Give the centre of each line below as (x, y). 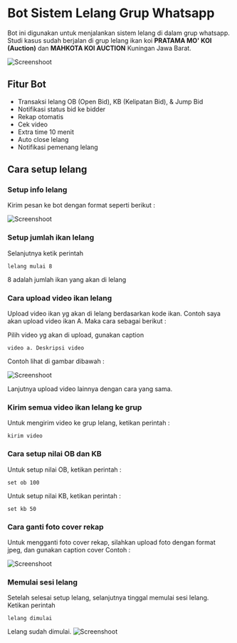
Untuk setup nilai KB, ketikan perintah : (64, 496)
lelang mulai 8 (30, 266)
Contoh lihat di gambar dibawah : (56, 361)
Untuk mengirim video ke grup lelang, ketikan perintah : (89, 423)
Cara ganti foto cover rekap (56, 527)
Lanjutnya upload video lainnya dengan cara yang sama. (90, 389)
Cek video (33, 124)
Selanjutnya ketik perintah (46, 253)
